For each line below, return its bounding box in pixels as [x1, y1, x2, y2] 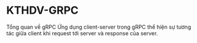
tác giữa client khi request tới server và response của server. [6, 29, 158, 36]
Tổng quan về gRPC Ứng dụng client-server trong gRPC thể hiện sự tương [6, 23, 192, 30]
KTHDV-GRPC [6, 4, 79, 17]
